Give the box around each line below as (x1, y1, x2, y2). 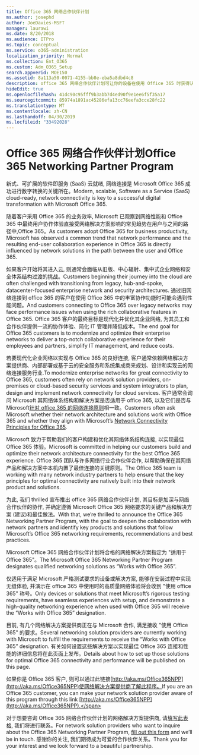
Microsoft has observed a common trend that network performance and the (6, 234, 191, 241)
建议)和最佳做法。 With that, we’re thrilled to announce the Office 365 (14, 511, 183, 518)
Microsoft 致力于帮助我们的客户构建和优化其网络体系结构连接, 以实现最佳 (6, 436, 185, 443)
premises (6, 382, 29, 389)
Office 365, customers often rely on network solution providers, (6, 376, 162, 383)
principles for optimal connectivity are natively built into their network (6, 477, 176, 485)
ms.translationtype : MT (6, 102, 65, 109)
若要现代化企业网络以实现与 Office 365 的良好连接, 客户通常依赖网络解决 (6, 354, 184, 361)
